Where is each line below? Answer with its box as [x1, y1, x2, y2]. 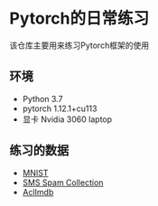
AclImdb [22, 186, 54, 197]
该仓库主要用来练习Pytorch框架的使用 [9, 40, 150, 51]
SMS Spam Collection [22, 177, 104, 188]
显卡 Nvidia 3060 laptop [22, 114, 113, 125]
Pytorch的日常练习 [9, 8, 150, 29]
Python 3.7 [22, 93, 63, 104]
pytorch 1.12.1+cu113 [22, 103, 98, 114]
